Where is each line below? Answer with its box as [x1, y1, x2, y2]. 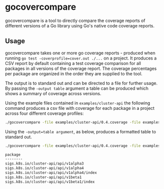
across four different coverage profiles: [5, 110, 84, 116]
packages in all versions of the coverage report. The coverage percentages [5, 65, 157, 71]
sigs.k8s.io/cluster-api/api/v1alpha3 [5, 161, 84, 166]
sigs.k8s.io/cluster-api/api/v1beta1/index [5, 179, 95, 184]
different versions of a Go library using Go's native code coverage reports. [5, 22, 155, 28]
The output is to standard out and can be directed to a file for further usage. [5, 80, 158, 86]
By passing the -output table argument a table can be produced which [5, 85, 149, 91]
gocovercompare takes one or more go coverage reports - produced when [5, 50, 155, 56]
